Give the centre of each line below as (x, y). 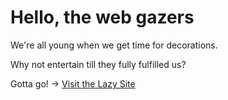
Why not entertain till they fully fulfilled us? (98, 64)
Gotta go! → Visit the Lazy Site (73, 83)
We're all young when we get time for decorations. (114, 45)
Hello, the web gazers (102, 17)
